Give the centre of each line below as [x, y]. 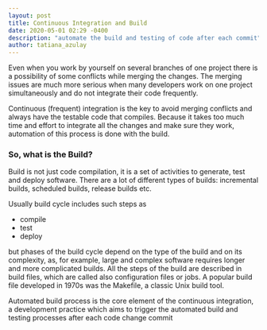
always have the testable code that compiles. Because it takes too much [126, 117]
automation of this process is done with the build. [89, 134]
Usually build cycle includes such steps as [77, 204]
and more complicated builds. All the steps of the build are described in [125, 269]
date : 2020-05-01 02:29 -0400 [58, 30]
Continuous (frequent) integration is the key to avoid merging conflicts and [130, 109]
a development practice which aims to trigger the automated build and [123, 309]
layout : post [30, 16]
